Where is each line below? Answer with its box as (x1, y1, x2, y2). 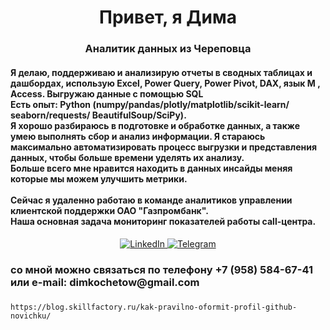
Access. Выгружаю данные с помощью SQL (10, 87, 204, 100)
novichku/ (10, 311, 52, 321)
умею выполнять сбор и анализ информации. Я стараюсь (10, 130, 266, 142)
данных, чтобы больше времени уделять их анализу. (10, 151, 245, 163)
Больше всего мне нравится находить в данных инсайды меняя (10, 162, 293, 174)
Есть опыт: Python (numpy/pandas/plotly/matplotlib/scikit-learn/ (10, 98, 290, 110)
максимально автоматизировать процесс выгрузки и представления (10, 141, 318, 153)
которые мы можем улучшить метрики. (10, 172, 188, 185)
